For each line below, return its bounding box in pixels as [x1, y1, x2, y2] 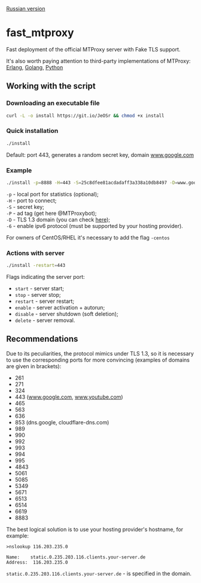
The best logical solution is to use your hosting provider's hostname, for [6, 526, 184, 533]
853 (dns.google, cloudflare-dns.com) [14, 418, 109, 426]
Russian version [6, 5, 46, 12]
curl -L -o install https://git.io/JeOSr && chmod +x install [6, 113, 165, 119]
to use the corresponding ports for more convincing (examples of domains [6, 356, 190, 363]
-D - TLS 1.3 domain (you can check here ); [6, 215, 111, 223]
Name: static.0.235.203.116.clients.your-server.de [6, 554, 146, 560]
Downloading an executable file [6, 99, 100, 107]
